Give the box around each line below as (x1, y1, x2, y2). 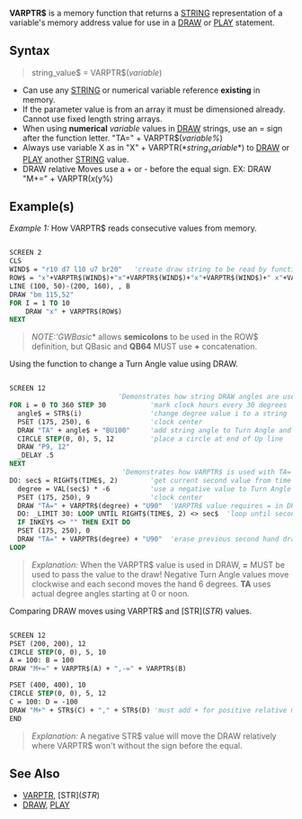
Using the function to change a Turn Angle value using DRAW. (9, 359, 238, 369)
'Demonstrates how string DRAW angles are (118, 392, 280, 402)
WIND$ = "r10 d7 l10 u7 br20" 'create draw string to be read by (9, 265, 268, 274)
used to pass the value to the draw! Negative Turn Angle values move (31, 569, 289, 579)
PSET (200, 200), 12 (9, 639, 87, 648)
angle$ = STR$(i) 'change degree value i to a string (17, 409, 288, 418)
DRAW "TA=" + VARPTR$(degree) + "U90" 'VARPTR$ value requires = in (17, 501, 283, 510)
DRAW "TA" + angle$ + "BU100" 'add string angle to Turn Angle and (17, 425, 292, 435)
